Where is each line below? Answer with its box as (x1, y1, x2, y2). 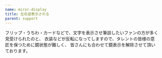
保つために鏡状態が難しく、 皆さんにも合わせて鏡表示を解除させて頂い (13, 42, 156, 48)
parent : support (5, 16, 38, 21)
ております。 (5, 48, 31, 54)
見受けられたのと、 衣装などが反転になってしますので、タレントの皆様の (5, 36, 151, 42)
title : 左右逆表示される (5, 12, 50, 16)
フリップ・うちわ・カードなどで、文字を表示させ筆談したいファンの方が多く (5, 30, 159, 36)
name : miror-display (5, 7, 47, 12)
